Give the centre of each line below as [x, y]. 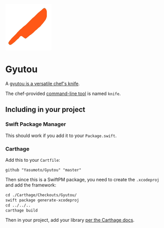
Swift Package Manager [36, 124]
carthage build [22, 210]
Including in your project [45, 110]
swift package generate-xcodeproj [42, 200]
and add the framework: [31, 185]
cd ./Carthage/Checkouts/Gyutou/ [41, 195]
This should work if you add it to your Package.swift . [61, 136]
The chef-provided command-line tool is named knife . [63, 93]
